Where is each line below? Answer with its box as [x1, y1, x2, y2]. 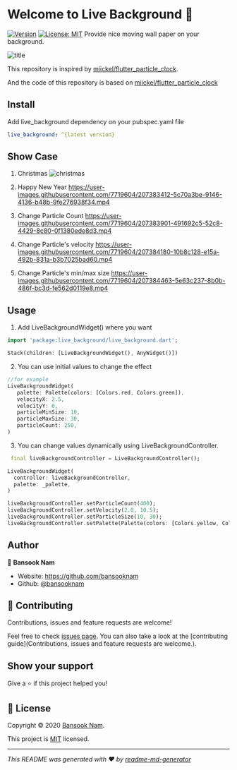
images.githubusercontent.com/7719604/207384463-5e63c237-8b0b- [17, 277, 226, 285]
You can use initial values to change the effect [17, 363, 152, 371]
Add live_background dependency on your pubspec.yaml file [7, 117, 185, 126]
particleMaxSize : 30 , [16, 416, 80, 423]
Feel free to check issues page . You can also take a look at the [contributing [7, 632, 228, 641]
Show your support [7, 660, 94, 672]
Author [7, 539, 39, 551]
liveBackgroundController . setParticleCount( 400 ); [7, 500, 157, 507]
